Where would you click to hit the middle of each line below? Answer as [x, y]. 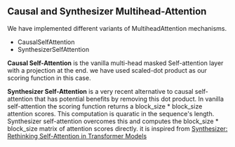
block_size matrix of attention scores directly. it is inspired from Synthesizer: [117, 128]
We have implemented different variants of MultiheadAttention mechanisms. [117, 28]
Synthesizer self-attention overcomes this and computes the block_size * [113, 121]
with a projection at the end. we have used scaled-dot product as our [107, 70]
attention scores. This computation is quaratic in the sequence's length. [111, 113]
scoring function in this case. [49, 78]
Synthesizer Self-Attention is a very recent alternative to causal [100, 91]
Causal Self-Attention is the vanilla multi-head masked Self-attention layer [115, 63]
